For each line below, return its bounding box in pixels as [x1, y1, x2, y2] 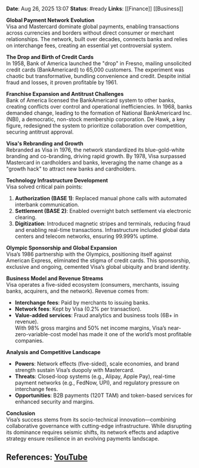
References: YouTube [6, 452, 88, 463]
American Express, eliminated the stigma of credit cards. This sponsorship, [6, 257, 191, 264]
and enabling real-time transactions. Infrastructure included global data [14, 227, 191, 233]
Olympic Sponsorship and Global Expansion [6, 244, 117, 251]
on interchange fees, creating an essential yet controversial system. [6, 42, 173, 49]
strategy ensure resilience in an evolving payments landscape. [6, 435, 160, 442]
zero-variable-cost [14, 331, 61, 337]
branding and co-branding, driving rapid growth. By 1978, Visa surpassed [6, 153, 186, 160]
